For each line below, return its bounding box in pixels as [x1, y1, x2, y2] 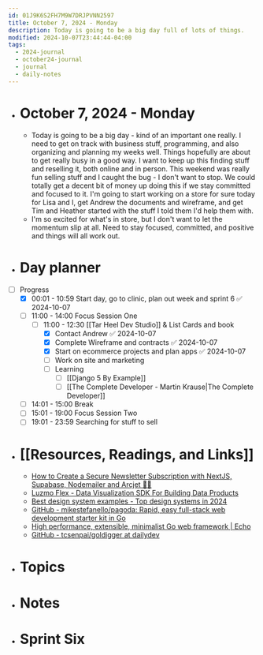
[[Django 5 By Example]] [66, 373, 146, 383]
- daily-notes [15, 70, 61, 78]
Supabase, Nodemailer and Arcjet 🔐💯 [31, 480, 152, 489]
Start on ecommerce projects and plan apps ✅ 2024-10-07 [54, 346, 246, 356]
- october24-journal [15, 56, 83, 64]
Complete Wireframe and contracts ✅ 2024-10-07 [54, 337, 218, 347]
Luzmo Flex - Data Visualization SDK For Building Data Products [31, 488, 239, 498]
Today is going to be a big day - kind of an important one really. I [31, 130, 242, 140]
